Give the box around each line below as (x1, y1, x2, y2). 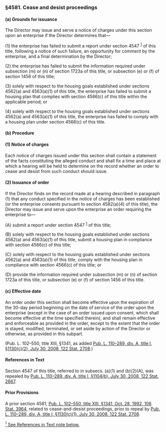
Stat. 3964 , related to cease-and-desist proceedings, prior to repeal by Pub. (5, 406, 161, 412)
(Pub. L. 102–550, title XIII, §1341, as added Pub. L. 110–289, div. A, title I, (5, 340, 152, 346)
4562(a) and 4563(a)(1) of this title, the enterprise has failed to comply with (5, 113, 159, 120)
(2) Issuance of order (5, 179, 49, 185)
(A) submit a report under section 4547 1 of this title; (5, 221, 112, 228)
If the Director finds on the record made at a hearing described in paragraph (5, 190, 161, 196)
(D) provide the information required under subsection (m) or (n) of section (5, 271, 158, 278)
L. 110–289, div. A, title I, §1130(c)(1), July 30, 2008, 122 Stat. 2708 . (5, 411, 141, 417)
